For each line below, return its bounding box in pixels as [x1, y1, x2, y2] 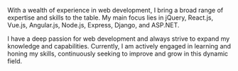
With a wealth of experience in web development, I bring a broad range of [7, 6, 224, 14]
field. [7, 57, 23, 65]
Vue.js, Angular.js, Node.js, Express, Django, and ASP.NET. [7, 21, 180, 29]
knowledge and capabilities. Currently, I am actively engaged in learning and [7, 42, 232, 50]
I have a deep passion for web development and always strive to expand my [7, 34, 230, 43]
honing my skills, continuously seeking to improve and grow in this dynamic [7, 49, 229, 58]
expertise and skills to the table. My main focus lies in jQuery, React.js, [7, 13, 214, 22]
